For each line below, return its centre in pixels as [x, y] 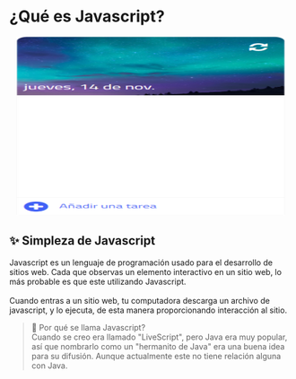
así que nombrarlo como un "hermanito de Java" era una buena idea [158, 346]
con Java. [49, 366]
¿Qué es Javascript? [87, 17]
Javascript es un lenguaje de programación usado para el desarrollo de [141, 263]
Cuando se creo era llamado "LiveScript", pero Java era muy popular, [159, 337]
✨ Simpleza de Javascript [82, 241]
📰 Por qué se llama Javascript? [88, 327]
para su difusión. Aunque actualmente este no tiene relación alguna [156, 356]
